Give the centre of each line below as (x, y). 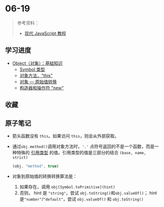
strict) (20, 157)
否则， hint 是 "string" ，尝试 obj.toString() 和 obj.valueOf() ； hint (88, 193)
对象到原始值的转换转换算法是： (45, 176)
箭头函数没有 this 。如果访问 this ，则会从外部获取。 (66, 136)
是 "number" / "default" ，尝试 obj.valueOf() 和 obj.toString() (82, 199)
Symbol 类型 (32, 69)
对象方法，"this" (36, 75)
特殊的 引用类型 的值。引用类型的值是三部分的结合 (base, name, (81, 152)
